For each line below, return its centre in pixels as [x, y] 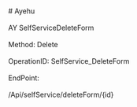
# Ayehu [22, 11]
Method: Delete [33, 44]
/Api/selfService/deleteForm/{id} [61, 94]
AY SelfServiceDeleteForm [51, 28]
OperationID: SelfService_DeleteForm [69, 61]
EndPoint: [24, 78]
